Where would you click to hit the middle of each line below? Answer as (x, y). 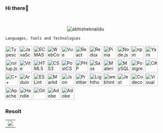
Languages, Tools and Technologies (43, 38)
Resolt (13, 112)
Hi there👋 (17, 8)
